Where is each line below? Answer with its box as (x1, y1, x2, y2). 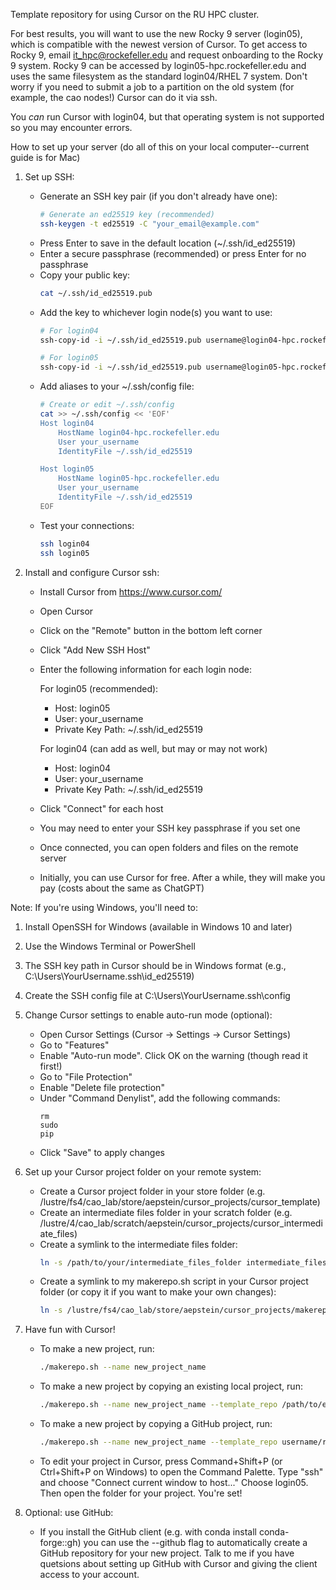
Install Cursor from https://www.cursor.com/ (39, 585, 223, 598)
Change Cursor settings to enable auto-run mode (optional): (24, 1009, 273, 1021)
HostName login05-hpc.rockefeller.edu (58, 474, 220, 484)
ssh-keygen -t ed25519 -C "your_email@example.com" (39, 219, 260, 229)
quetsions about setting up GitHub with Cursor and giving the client (39, 1557, 318, 1569)
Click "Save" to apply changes (39, 1146, 165, 1158)
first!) (39, 1060, 63, 1072)
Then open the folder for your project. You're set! (39, 1487, 243, 1499)
